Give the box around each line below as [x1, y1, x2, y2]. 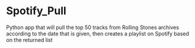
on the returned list [6, 36, 53, 43]
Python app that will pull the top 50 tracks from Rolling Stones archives [6, 24, 180, 31]
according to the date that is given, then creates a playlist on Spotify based [6, 30, 190, 37]
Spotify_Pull [6, 4, 66, 18]
